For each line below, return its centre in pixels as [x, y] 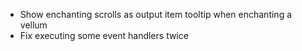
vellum [33, 25]
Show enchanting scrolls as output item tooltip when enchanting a [156, 14]
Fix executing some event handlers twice [104, 35]
